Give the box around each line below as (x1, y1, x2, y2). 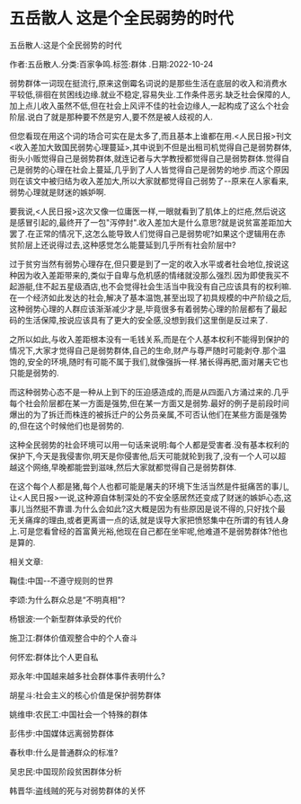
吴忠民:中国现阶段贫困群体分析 (9, 765, 123, 777)
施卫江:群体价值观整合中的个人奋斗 (9, 632, 138, 643)
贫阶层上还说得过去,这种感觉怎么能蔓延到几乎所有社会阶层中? (9, 239, 236, 250)
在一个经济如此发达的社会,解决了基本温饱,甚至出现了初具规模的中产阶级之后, (9, 292, 292, 303)
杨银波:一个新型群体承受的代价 (9, 613, 123, 624)
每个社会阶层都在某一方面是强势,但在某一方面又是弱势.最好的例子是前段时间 (9, 397, 290, 409)
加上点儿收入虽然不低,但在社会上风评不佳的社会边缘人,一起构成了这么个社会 (9, 100, 290, 110)
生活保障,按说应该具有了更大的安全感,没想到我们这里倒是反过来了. (24, 314, 269, 325)
